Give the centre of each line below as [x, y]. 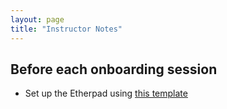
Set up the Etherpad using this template [106, 93]
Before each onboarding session [114, 69]
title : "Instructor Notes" [66, 29]
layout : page [37, 19]
